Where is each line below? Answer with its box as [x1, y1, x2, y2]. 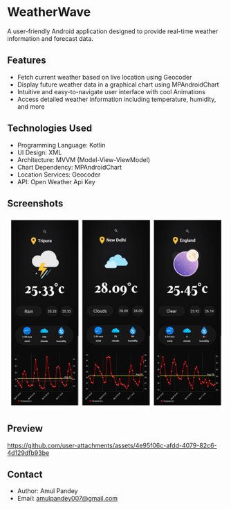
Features [7, 55, 46, 66]
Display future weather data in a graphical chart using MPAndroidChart [17, 80, 219, 89]
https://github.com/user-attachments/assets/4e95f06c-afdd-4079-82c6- [7, 441, 217, 449]
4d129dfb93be [7, 448, 50, 457]
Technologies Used [7, 123, 92, 134]
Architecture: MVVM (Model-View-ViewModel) [17, 155, 151, 163]
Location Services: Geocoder [17, 170, 101, 179]
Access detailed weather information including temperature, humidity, [17, 95, 216, 103]
